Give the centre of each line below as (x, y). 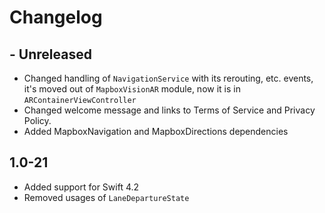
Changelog (56, 17)
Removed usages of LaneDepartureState (106, 197)
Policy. (37, 120)
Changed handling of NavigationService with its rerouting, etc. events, (168, 78)
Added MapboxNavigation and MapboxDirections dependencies (156, 131)
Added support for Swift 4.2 (81, 187)
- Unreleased (50, 54)
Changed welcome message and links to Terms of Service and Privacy (169, 110)
